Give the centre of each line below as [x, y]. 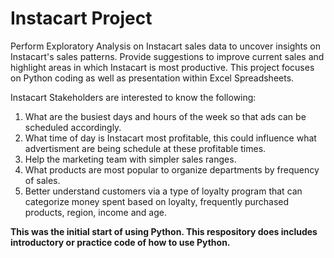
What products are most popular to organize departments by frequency [172, 169]
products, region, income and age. [95, 212]
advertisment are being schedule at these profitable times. [145, 148]
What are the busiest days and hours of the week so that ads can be [165, 116]
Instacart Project [81, 18]
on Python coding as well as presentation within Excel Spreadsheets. [152, 78]
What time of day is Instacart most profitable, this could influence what [170, 138]
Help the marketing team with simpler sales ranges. [130, 159]
